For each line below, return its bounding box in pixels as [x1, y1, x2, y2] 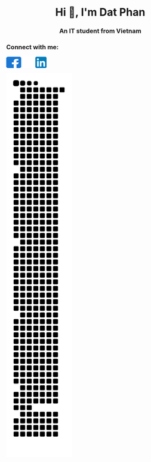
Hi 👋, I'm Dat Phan [55, 5, 146, 19]
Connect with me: [6, 43, 59, 52]
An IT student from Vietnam [59, 27, 141, 35]
